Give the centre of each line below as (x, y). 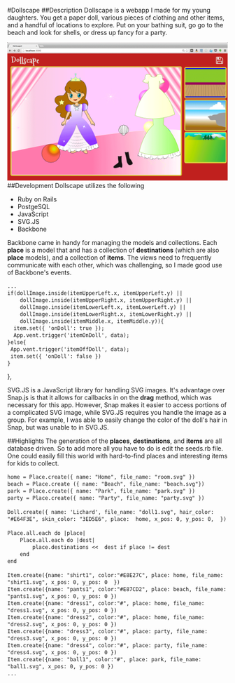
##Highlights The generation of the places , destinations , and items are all (115, 441)
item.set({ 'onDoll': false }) (56, 357)
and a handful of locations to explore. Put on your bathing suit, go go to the (115, 25)
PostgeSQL (34, 207)
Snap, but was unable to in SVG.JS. (58, 427)
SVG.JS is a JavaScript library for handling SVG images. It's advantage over (116, 390)
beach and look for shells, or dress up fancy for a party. (87, 32)
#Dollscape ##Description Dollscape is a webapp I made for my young (109, 10)
